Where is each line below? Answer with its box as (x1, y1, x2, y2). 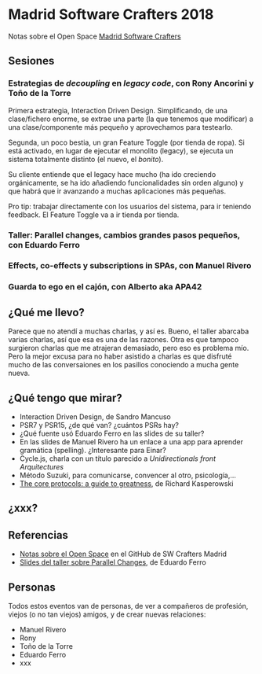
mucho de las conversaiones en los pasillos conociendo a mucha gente (8, 360, 239, 370)
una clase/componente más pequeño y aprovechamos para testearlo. (8, 122, 233, 131)
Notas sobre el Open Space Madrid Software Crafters (8, 31, 182, 41)
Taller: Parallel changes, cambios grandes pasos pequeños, (8, 230, 241, 241)
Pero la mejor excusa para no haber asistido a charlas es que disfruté (8, 352, 233, 361)
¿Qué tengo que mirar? (8, 391, 123, 404)
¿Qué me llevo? (8, 305, 85, 319)
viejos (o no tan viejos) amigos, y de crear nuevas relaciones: (8, 610, 206, 619)
